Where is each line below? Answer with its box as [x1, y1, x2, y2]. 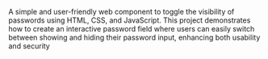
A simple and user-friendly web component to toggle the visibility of [8, 7, 235, 16]
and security [8, 41, 50, 51]
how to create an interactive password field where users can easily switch [8, 24, 255, 33]
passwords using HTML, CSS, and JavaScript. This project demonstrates [8, 15, 251, 25]
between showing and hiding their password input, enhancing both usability [8, 32, 261, 42]
